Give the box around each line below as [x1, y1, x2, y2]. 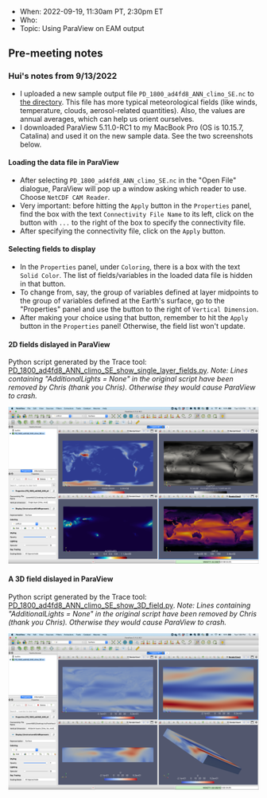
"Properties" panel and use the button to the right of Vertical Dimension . [19, 304, 259, 314]
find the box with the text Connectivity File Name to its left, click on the [19, 209, 254, 218]
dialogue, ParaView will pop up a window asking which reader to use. [19, 183, 247, 194]
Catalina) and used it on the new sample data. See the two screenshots [19, 131, 253, 140]
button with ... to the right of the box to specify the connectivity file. [19, 217, 246, 227]
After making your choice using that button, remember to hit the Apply [19, 313, 249, 323]
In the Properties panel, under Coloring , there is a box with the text [19, 262, 241, 272]
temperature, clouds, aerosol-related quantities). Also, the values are [19, 105, 246, 115]
